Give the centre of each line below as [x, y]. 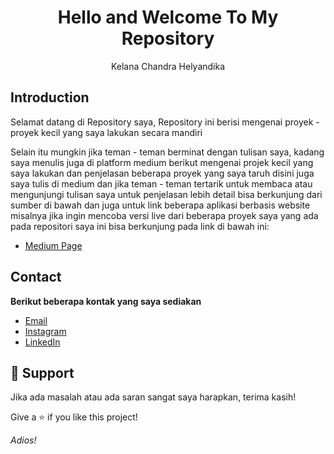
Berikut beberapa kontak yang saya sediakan [106, 301]
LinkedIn [42, 342]
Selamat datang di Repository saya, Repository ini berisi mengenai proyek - [165, 122]
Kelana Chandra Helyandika [168, 66]
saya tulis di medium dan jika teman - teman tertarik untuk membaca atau [161, 183]
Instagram [45, 331]
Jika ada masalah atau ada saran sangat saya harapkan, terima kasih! [153, 397]
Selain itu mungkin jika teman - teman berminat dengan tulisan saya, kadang [167, 152]
